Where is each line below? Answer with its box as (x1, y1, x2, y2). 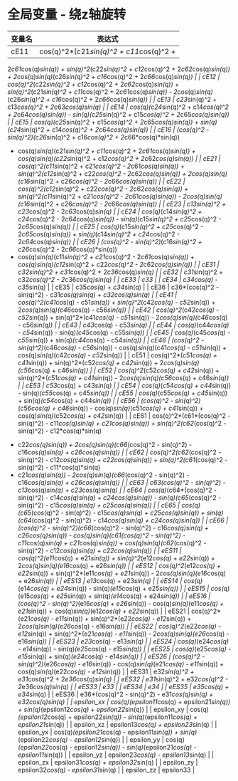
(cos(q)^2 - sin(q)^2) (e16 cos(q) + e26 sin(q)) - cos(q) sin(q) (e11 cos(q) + (17, 599, 225, 607)
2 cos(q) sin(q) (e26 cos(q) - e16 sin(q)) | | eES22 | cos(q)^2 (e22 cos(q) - (17, 622, 222, 630)
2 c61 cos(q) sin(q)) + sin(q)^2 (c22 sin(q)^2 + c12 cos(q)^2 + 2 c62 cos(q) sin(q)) (7, 65, 231, 73)
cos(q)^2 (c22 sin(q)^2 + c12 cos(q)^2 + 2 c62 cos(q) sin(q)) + (7, 80, 180, 88)
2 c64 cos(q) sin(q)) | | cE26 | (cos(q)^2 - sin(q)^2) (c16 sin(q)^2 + (17, 237, 202, 246)
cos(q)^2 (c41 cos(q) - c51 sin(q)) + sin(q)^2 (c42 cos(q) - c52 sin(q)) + (17, 298, 216, 306)
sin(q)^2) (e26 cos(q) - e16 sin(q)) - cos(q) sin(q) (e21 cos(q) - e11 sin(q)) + (17, 659, 225, 668)
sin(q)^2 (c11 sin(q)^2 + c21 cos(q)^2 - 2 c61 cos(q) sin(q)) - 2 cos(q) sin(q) (17, 192, 222, 200)
